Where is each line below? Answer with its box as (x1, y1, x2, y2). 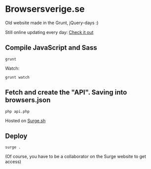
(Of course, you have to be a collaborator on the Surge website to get (5, 154, 147, 160)
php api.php (5, 109, 30, 114)
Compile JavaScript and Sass (5, 43, 97, 52)
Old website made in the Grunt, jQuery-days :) (5, 20, 99, 26)
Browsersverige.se (5, 3, 85, 15)
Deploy (5, 132, 28, 140)
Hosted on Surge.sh (5, 117, 46, 124)
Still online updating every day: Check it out (5, 29, 94, 35)
